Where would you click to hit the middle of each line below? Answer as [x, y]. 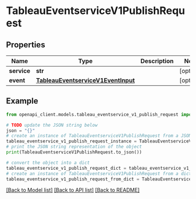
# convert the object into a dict [48, 163]
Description [157, 61]
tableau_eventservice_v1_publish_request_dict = [66, 168]
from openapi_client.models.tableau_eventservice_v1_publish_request [92, 114]
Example [22, 101]
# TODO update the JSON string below [52, 125]
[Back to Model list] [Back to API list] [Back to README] [73, 190]
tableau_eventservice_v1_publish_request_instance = [71, 141]
